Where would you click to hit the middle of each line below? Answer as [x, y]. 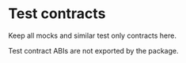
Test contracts [57, 14]
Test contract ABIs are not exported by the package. [94, 50]
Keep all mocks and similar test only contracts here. [92, 35]
